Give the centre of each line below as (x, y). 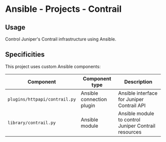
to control (129, 119)
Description (138, 81)
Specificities (25, 54)
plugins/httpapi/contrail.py (42, 99)
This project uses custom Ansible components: (53, 66)
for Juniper (131, 99)
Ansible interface (138, 93)
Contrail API (132, 106)
